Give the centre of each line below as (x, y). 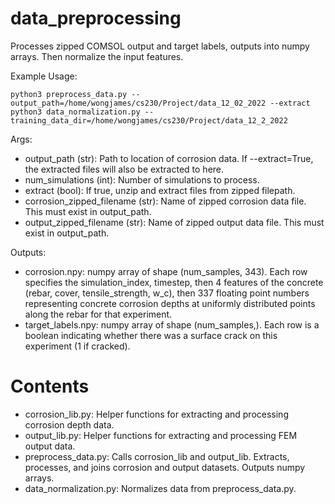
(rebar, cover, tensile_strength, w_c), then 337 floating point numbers (167, 293)
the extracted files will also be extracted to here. (124, 169)
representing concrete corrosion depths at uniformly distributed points (170, 303)
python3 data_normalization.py (75, 112)
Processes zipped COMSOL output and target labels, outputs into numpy (160, 46)
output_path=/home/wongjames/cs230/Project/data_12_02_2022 (138, 103)
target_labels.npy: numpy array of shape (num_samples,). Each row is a (172, 324)
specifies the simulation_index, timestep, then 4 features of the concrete (174, 282)
